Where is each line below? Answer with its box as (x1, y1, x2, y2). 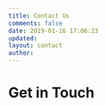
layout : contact (8, 42, 63, 50)
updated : (8, 34, 38, 43)
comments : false (8, 19, 63, 27)
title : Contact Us (8, 11, 70, 20)
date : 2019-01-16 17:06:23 (8, 26, 99, 35)
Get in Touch (8, 84, 95, 102)
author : (8, 49, 35, 57)
